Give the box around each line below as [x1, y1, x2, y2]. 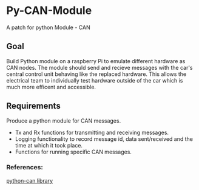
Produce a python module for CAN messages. [6, 117, 121, 124]
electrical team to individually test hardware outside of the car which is [6, 76, 183, 84]
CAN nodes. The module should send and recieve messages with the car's [6, 64, 193, 71]
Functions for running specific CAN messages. [15, 148, 132, 155]
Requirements [6, 101, 61, 111]
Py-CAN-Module [6, 4, 92, 18]
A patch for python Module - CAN [6, 24, 90, 31]
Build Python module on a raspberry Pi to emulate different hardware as [6, 57, 186, 64]
